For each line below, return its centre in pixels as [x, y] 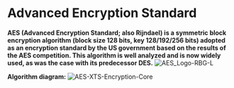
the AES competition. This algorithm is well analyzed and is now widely [114, 55]
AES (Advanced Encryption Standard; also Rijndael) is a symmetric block [117, 33]
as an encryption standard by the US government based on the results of [117, 48]
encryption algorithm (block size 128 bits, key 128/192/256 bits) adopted [116, 40]
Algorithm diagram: [37, 77]
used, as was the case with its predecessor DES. [80, 62]
